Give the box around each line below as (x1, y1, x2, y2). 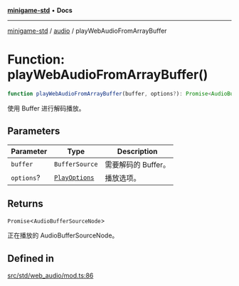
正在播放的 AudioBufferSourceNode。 (7, 231, 119, 240)
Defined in (7, 252, 55, 265)
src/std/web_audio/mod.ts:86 (7, 271, 94, 280)
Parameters (7, 125, 60, 138)
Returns (7, 198, 44, 210)
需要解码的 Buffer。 (105, 160, 171, 170)
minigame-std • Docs (7, 6, 73, 14)
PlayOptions (53, 173, 95, 181)
